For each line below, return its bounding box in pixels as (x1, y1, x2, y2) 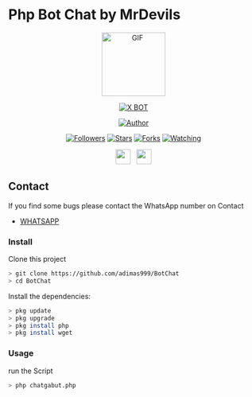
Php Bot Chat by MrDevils (8, 6, 181, 24)
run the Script (8, 366, 53, 376)
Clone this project (8, 255, 67, 264)
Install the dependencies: (8, 291, 91, 301)
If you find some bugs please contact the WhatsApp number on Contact (8, 200, 244, 210)
